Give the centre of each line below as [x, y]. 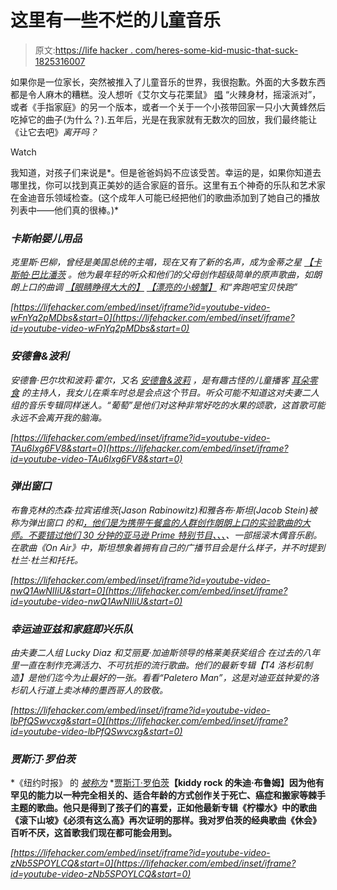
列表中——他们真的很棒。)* [65, 210]
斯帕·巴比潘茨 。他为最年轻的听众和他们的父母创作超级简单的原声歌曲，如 [161, 275]
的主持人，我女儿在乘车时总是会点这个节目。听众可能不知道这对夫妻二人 [170, 392]
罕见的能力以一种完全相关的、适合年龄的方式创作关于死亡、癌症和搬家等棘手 [168, 795]
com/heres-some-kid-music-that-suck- [216, 50]
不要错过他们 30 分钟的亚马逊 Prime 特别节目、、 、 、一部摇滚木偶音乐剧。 [175, 535]
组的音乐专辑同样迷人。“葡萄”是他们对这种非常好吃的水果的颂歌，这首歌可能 [168, 405]
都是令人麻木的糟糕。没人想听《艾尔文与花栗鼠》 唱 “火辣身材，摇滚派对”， [166, 94]
